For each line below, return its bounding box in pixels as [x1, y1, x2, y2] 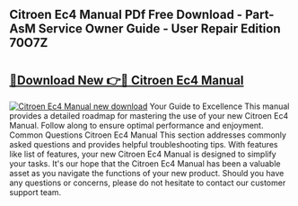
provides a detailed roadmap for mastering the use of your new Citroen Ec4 [9, 111, 289, 121]
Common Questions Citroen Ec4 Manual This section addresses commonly [9, 130, 287, 140]
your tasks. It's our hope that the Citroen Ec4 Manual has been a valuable [9, 158, 281, 169]
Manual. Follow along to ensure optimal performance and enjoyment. [9, 121, 264, 130]
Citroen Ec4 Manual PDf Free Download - [9, 7, 243, 22]
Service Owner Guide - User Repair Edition [38, 22, 281, 37]
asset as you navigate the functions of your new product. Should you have [9, 168, 285, 178]
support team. [9, 187, 62, 197]
